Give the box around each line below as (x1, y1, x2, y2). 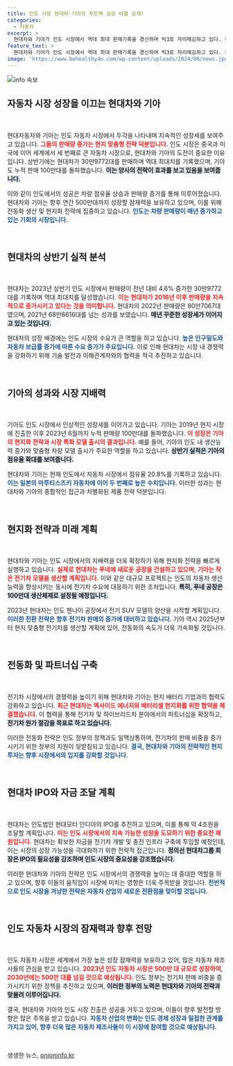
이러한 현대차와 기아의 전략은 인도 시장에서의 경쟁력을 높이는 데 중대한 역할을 (7, 869, 215, 877)
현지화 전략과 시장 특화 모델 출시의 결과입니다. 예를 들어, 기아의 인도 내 (14, 438, 203, 446)
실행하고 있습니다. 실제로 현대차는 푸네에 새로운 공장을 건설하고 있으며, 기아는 (7, 565, 215, 573)
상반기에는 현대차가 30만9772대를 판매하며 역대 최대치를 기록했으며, (27, 157, 213, 166)
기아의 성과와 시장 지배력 (7, 387, 106, 399)
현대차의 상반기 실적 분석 (7, 251, 106, 263)
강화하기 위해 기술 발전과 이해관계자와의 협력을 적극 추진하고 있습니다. (14, 351, 203, 360)
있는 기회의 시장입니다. (7, 215, 69, 223)
